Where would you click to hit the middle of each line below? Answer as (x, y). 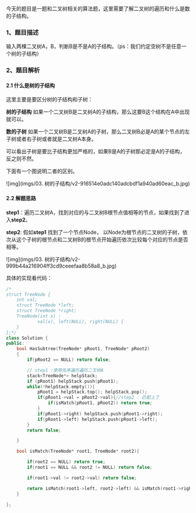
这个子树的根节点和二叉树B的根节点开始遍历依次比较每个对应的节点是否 (102, 240)
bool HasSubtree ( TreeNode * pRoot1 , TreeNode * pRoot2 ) (83, 349)
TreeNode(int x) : (39, 316)
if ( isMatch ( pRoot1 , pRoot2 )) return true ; (100, 403)
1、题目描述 (22, 32)
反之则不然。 (21, 159)
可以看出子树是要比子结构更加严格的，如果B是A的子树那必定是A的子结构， (96, 152)
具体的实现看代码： (29, 278)
